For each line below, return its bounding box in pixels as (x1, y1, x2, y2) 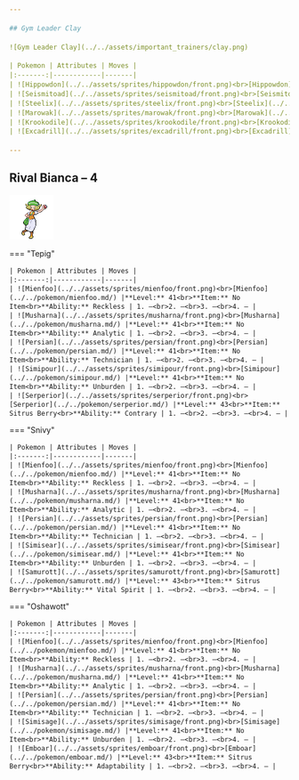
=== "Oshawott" (9, 601, 69, 612)
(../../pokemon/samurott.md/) (9, 576, 122, 585)
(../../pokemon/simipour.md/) (9, 373, 122, 382)
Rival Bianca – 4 (9, 170, 98, 186)
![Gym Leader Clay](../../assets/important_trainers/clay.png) (9, 43, 249, 52)
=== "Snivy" (9, 424, 55, 435)
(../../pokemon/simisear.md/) (9, 549, 122, 558)
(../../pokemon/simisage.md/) (9, 726, 122, 735)
